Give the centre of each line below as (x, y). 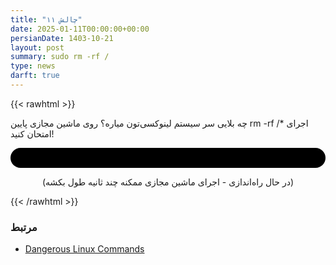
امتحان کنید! (32, 133)
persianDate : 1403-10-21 (62, 38)
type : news (33, 66)
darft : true (35, 76)
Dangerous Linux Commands (84, 249)
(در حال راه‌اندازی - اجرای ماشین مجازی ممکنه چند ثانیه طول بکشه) (168, 182)
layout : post (37, 47)
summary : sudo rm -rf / (60, 57)
